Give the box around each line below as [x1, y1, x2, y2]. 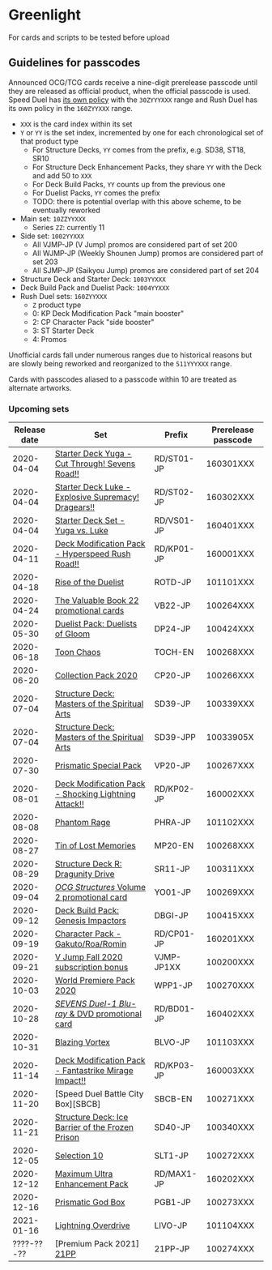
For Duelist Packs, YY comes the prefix [32, 188, 160, 198]
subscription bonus [54, 962, 129, 973]
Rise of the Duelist [54, 577, 125, 588]
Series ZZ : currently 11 [32, 222, 105, 232]
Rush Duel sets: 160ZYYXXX [19, 291, 108, 301]
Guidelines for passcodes [8, 56, 141, 70]
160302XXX [206, 492, 255, 503]
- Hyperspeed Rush [54, 549, 131, 560]
